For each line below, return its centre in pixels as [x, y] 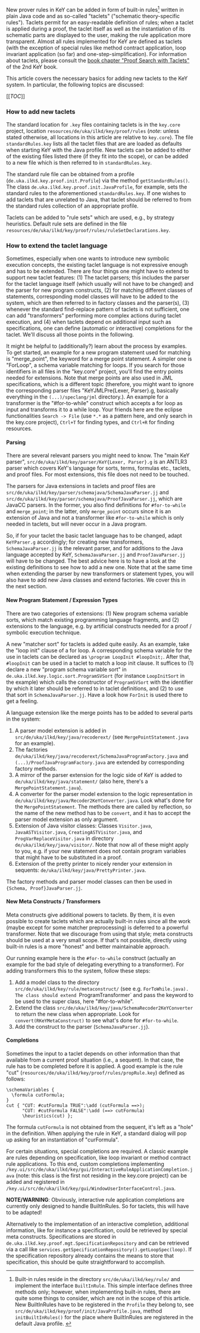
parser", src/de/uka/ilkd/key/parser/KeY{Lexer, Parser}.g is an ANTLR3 [97, 462]
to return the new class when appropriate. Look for [77, 1014]
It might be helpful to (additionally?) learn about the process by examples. [97, 346]
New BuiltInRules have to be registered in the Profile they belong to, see [104, 1305]
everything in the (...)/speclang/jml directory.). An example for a [87, 397]
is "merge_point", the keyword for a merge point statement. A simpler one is [99, 359]
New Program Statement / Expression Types [62, 600]
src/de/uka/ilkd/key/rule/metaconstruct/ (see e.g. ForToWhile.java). [102, 988]
